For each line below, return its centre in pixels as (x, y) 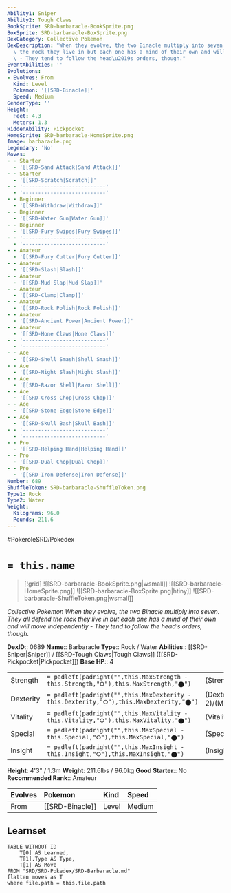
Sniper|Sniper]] (29, 654)
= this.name (41, 565)
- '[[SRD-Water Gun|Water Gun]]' (61, 218)
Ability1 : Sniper (32, 13)
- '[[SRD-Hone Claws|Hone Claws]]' (64, 334)
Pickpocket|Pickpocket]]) (43, 661)
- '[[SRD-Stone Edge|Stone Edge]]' (64, 411)
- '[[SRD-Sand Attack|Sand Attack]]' (67, 167)
